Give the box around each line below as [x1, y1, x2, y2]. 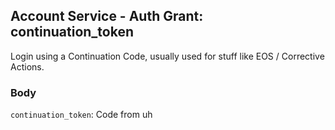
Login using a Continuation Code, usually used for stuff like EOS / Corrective [10, 50, 325, 62]
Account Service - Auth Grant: [10, 8, 204, 25]
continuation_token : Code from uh [10, 109, 153, 121]
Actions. [10, 60, 45, 73]
